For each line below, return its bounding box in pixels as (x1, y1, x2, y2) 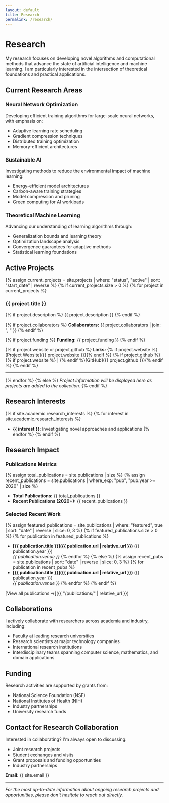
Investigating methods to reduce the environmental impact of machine (5, 168, 151, 174)
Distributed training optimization (12, 138, 79, 144)
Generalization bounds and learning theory (12, 233, 102, 239)
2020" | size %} (5, 483, 38, 489)
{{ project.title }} (5, 300, 47, 307)
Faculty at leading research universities (12, 633, 95, 639)
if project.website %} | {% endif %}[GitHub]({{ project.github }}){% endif (12, 357, 163, 363)
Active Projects (5, 263, 54, 272)
